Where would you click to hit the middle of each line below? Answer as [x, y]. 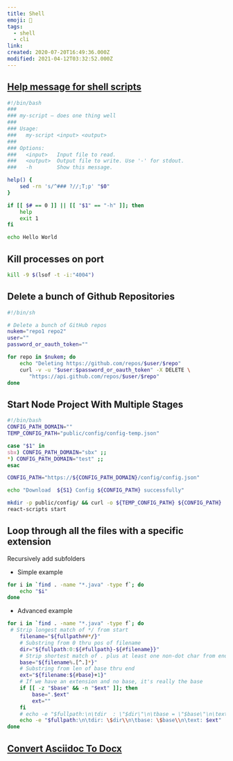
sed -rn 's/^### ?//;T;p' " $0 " [65, 187]
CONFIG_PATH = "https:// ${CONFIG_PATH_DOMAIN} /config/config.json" [103, 478]
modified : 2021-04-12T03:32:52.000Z [60, 59]
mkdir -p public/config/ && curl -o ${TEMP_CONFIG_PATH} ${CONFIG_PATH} [114, 503]
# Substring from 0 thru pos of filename [80, 643]
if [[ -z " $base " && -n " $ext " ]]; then [79, 688]
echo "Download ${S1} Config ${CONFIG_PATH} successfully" [96, 490]
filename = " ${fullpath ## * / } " [60, 637]
